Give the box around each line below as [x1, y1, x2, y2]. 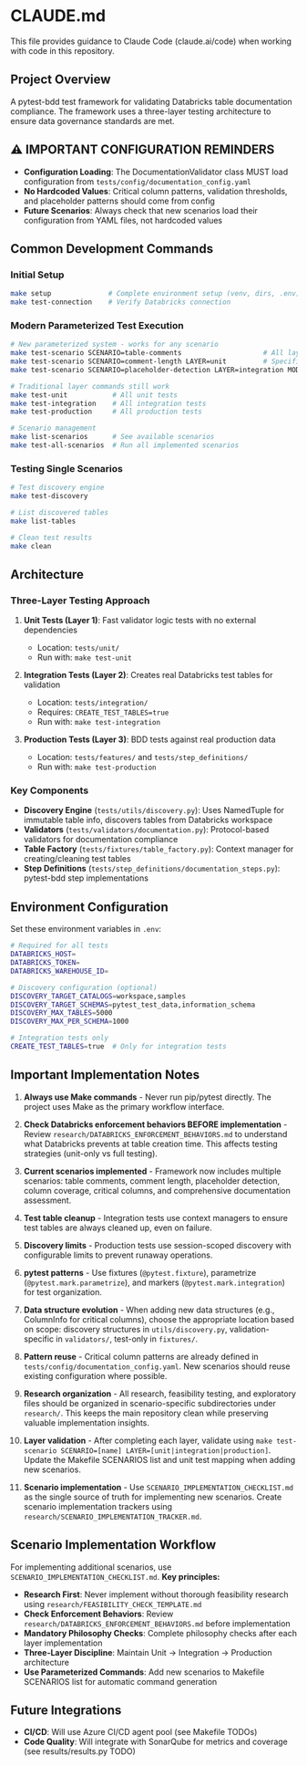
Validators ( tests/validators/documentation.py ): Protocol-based [23, 824, 270, 835]
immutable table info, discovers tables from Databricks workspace [23, 814, 273, 826]
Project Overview [10, 72, 111, 88]
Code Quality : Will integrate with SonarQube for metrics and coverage [23, 1736, 288, 1748]
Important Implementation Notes [10, 1067, 200, 1082]
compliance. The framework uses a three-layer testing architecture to [10, 106, 271, 117]
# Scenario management [10, 423, 97, 434]
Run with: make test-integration [36, 716, 161, 727]
